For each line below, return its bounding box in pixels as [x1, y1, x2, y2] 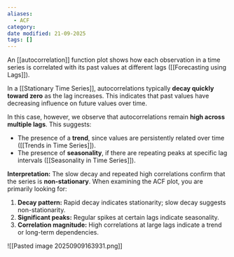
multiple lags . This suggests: [7, 120, 92, 128]
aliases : [7, 10, 33, 18]
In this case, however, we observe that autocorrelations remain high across [7, 113, 226, 121]
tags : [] [7, 37, 33, 44]
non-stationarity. [17, 206, 66, 214]
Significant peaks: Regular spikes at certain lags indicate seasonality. [17, 213, 219, 222]
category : [7, 23, 36, 30]
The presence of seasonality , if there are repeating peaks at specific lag [17, 149, 228, 157]
